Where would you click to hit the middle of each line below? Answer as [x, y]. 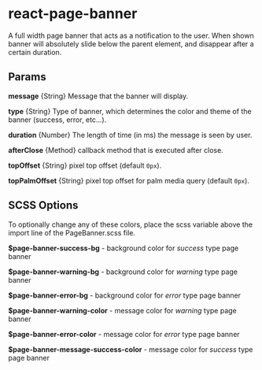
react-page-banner [73, 14]
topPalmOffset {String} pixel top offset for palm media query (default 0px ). [129, 180]
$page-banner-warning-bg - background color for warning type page [123, 272]
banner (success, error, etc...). [57, 120]
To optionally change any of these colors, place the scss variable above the [131, 224]
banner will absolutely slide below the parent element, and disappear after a [131, 43]
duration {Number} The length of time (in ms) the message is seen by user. [130, 135]
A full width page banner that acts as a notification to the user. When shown [131, 35]
